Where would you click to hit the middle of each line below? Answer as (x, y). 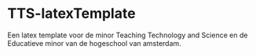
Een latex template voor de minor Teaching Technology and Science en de (128, 35)
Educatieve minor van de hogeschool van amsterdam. (94, 43)
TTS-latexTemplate (71, 14)
